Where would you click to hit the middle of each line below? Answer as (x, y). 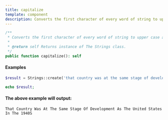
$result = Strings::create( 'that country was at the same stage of (77, 78)
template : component (27, 14)
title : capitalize (24, 10)
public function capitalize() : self (43, 56)
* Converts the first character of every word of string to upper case (83, 37)
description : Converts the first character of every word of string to (81, 19)
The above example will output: (38, 98)
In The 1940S (19, 113)
